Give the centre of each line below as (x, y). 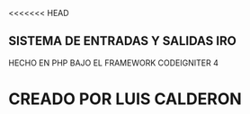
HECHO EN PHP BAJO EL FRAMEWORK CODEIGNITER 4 (114, 63)
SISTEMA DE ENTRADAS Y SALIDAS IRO (123, 41)
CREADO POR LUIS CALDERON (125, 99)
